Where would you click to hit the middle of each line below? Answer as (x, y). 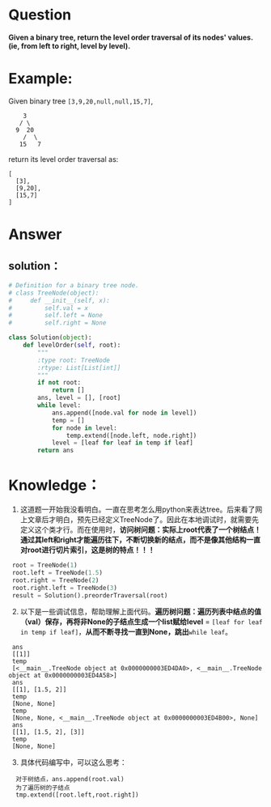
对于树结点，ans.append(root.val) (70, 779)
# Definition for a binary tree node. (74, 285)
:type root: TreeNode (74, 360)
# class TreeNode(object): (54, 293)
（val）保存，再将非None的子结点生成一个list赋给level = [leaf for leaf (141, 622)
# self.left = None (56, 316)
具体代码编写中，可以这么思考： (73, 762)
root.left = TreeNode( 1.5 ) (57, 572)
